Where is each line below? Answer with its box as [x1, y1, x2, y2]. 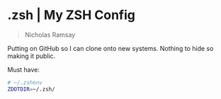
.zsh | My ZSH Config [7, 7, 136, 23]
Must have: [7, 65, 40, 74]
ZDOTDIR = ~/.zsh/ [7, 86, 55, 93]
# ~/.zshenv [7, 78, 42, 86]
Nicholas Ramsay [24, 30, 76, 39]
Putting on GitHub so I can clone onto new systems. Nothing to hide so [7, 44, 214, 52]
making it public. [7, 52, 56, 60]
